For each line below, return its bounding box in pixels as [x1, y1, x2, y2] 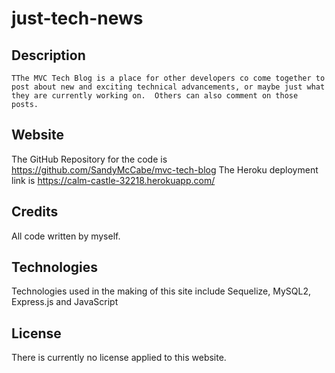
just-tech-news [11, 7, 144, 30]
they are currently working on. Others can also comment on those [11, 91, 299, 101]
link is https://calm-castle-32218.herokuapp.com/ [11, 174, 216, 186]
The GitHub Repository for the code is [11, 153, 168, 165]
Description [11, 47, 86, 64]
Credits [11, 203, 59, 221]
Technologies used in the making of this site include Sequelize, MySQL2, [11, 285, 311, 297]
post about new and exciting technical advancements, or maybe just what [11, 82, 326, 92]
